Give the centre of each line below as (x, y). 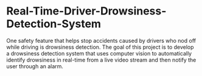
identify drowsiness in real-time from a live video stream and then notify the (101, 60)
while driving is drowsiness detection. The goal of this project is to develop (100, 47)
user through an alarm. (35, 66)
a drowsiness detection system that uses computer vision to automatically (99, 53)
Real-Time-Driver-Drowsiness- (86, 11)
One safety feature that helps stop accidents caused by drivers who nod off (101, 40)
